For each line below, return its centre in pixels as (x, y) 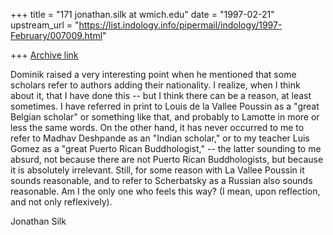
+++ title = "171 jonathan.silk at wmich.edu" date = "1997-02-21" (142, 14)
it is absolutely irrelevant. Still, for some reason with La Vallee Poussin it (157, 170)
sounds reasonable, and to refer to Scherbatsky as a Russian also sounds (161, 180)
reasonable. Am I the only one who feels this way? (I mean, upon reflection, (165, 191)
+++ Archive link (44, 55)
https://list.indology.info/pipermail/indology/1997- (180, 25)
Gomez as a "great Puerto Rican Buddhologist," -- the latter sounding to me (166, 148)
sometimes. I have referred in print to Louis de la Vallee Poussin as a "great (165, 106)
